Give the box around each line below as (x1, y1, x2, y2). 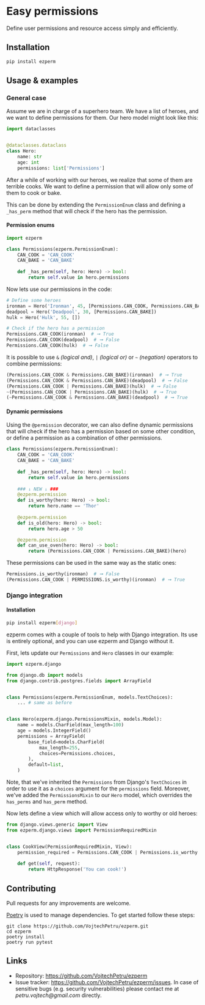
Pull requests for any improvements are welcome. (6, 900, 131, 907)
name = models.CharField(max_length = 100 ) (17, 722, 124, 728)
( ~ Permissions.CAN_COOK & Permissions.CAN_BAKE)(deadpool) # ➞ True (6, 394, 188, 401)
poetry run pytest (6, 940, 53, 946)
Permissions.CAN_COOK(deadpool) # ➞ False (6, 337, 120, 343)
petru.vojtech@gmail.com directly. (15, 992, 102, 999)
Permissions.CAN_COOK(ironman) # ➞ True (6, 331, 114, 337)
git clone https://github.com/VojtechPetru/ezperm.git (6, 923, 149, 930)
